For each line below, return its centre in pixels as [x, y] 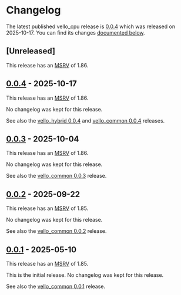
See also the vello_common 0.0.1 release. [56, 286]
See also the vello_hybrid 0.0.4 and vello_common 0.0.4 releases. [86, 120]
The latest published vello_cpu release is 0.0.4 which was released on [90, 26]
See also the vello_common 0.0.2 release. [56, 231]
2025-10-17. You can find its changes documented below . [76, 32]
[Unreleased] [31, 51]
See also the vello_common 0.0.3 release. [56, 176]
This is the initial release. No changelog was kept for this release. [85, 275]
